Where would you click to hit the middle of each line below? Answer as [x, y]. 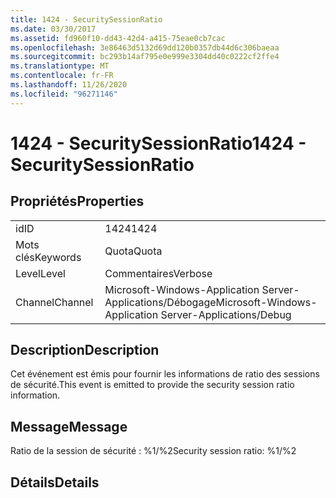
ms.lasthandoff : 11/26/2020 [69, 85]
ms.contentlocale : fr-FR [62, 76]
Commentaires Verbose [158, 273]
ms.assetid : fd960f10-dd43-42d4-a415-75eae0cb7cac [118, 38]
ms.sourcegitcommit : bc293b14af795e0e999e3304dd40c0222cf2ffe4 [145, 57]
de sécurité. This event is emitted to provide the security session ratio [152, 385]
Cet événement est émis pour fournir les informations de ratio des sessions [165, 374]
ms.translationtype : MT [60, 66]
